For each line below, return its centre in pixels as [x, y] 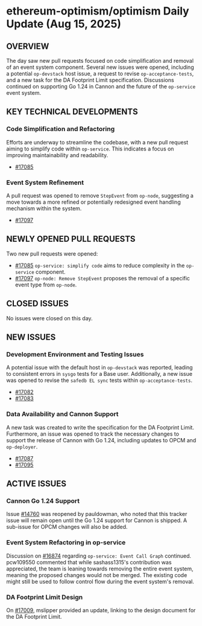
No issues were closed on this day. [49, 318]
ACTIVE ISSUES [36, 484]
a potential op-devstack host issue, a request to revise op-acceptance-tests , [100, 73]
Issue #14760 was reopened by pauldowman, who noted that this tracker [97, 514]
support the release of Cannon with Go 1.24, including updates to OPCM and [101, 440]
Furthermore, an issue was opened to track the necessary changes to [93, 434]
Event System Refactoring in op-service [66, 543]
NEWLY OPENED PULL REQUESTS [71, 239]
